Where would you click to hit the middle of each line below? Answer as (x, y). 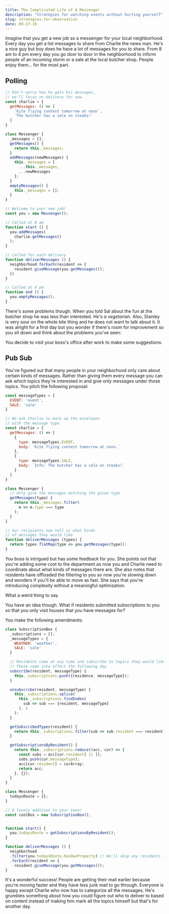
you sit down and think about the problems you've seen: (63, 332)
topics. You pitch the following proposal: (47, 386)
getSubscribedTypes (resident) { (44, 727)
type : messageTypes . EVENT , (47, 442)
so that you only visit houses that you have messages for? (65, 610)
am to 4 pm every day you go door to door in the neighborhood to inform (81, 54)
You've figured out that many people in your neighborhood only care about (83, 370)
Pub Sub (19, 358)
